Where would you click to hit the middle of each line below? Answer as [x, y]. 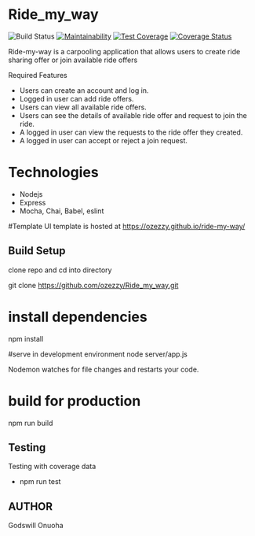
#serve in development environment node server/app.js [98, 354]
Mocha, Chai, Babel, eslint [62, 211]
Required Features [38, 75]
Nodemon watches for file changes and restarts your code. [104, 369]
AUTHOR [31, 506]
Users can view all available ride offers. [83, 107]
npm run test [40, 482]
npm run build [31, 423]
